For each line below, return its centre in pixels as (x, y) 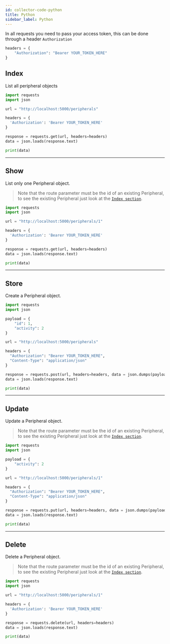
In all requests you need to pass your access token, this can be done (77, 34)
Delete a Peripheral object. (33, 557)
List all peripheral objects (32, 86)
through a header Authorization (39, 39)
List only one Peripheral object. (38, 183)
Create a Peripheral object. (33, 296)
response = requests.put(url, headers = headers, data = (64, 510)
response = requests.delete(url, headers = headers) (60, 623)
